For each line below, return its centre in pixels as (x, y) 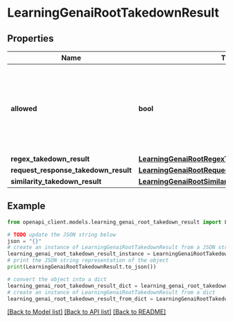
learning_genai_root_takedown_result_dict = (72, 286)
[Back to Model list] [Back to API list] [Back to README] (87, 312)
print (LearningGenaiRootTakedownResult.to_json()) (82, 267)
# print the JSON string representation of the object (88, 261)
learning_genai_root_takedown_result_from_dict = (80, 299)
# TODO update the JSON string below (62, 235)
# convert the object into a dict (57, 279)
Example (26, 206)
